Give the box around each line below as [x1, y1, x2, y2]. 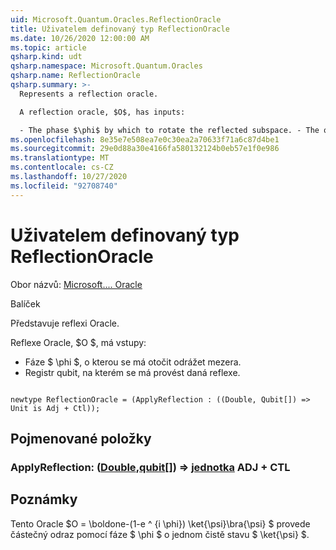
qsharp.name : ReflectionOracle [10, 71, 141, 81]
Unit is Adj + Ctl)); [10, 403, 101, 413]
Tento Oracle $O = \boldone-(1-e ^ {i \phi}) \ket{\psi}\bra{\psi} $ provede [10, 517, 311, 530]
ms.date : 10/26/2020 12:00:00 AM [10, 33, 150, 43]
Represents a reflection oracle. [19, 89, 159, 99]
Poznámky [10, 491, 78, 508]
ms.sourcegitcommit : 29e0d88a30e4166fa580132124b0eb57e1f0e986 [10, 144, 280, 154]
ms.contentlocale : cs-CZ [10, 162, 114, 173]
